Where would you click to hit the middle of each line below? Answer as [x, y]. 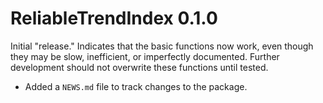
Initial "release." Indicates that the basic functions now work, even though [162, 46]
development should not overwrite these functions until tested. [139, 67]
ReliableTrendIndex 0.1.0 [114, 18]
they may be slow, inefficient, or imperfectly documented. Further [145, 56]
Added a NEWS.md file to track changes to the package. [136, 86]
